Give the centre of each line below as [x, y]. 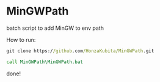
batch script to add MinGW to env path [55, 28]
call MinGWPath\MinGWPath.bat [45, 62]
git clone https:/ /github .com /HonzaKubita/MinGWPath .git [80, 51]
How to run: [21, 39]
